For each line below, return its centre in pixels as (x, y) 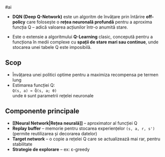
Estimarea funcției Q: (34, 85)
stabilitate (22, 144)
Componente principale (42, 111)
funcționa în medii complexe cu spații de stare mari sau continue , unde (85, 42)
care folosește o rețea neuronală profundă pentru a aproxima (89, 22)
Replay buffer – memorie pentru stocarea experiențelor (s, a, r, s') (83, 128)
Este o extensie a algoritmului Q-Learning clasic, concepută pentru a (82, 37)
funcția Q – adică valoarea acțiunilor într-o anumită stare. (70, 27)
